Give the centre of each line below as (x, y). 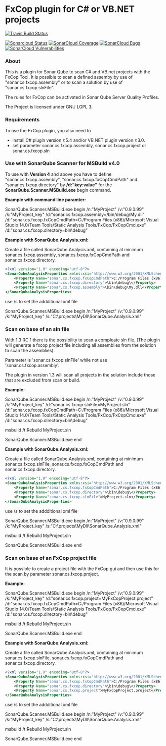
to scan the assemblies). (30, 351)
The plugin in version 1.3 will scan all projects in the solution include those (80, 375)
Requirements (22, 120)
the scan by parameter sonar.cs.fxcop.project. (52, 574)
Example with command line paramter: (46, 200)
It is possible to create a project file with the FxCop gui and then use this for (82, 569)
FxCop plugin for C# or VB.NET (70, 9)
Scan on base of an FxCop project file (51, 558)
